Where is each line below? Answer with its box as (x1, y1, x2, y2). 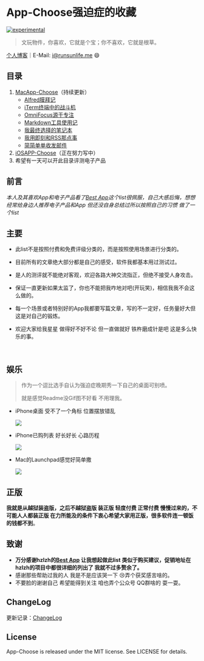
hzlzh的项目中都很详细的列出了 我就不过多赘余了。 (15, 564, 143, 571)
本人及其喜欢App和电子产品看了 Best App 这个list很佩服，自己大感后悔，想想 (6, 193, 195, 201)
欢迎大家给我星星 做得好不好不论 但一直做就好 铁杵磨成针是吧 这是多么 (15, 325, 192, 333)
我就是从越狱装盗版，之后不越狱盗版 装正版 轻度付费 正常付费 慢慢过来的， (6, 504, 192, 511)
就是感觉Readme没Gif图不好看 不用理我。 (21, 395, 126, 402)
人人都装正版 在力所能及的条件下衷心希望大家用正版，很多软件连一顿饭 (16, 512, 194, 519)
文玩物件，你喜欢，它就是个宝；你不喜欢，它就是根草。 (21, 38, 160, 46)
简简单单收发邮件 (24, 141, 67, 149)
